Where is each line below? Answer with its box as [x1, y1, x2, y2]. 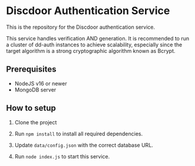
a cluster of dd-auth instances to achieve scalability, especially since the [6, 41, 183, 48]
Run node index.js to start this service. [14, 153, 110, 160]
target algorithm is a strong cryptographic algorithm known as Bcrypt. [6, 47, 176, 54]
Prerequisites [6, 65, 57, 74]
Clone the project [14, 118, 57, 126]
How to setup [6, 103, 56, 113]
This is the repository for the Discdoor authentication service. [6, 23, 156, 31]
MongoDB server [14, 86, 57, 93]
